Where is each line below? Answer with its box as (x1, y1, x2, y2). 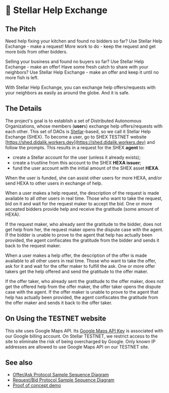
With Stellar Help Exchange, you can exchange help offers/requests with (5, 84, 156, 90)
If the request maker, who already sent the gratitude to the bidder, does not (5, 221, 161, 227)
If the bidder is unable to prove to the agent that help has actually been (5, 232, 153, 238)
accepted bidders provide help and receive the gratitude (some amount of (5, 206, 159, 212)
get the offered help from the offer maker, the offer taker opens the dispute (5, 284, 161, 290)
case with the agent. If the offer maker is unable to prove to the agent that (5, 289, 159, 295)
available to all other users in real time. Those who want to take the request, (5, 195, 163, 201)
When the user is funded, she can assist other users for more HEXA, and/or (5, 175, 162, 181)
